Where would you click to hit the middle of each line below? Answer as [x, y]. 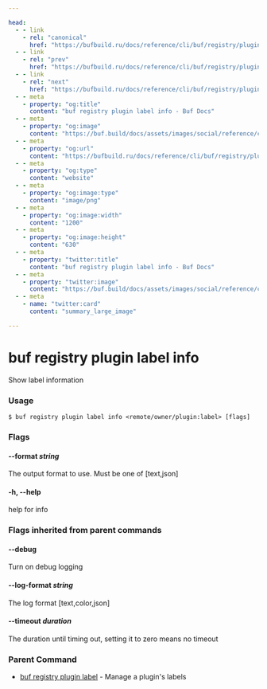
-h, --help [25, 491]
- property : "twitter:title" [71, 260]
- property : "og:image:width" [73, 215]
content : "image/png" [65, 200]
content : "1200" [56, 223]
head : [17, 22]
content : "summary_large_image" [83, 311]
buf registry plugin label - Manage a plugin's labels [103, 677]
